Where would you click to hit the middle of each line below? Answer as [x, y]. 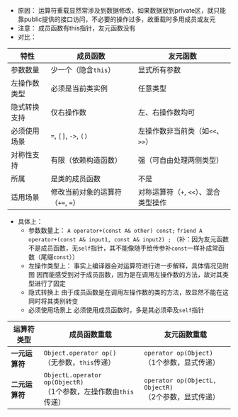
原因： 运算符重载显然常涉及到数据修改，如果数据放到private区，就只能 [122, 10]
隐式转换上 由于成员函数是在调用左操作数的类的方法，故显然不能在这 [128, 292]
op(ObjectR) [64, 382]
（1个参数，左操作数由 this [89, 392]
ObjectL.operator [73, 375]
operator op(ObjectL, [181, 381]
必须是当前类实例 [79, 88]
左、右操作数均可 [166, 112]
